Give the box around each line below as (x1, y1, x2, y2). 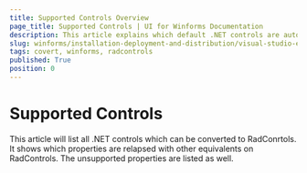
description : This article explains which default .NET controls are (9, 30, 281, 39)
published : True (9, 56, 71, 65)
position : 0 (9, 65, 55, 74)
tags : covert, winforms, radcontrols (9, 47, 153, 56)
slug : (9, 38, 30, 48)
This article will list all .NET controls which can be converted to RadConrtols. (9, 133, 297, 144)
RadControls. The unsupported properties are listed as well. (9, 152, 235, 164)
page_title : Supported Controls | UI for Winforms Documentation (9, 22, 263, 31)
